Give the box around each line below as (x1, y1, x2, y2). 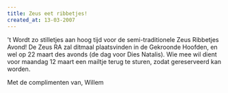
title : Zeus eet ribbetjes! (7, 10, 88, 17)
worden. (7, 65, 31, 73)
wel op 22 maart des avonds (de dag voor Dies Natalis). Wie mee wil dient (7, 50, 217, 59)
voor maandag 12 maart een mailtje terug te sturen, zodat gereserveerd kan (7, 57, 222, 65)
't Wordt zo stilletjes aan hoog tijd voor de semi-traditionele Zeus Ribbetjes (7, 35, 219, 43)
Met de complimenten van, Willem (7, 78, 104, 86)
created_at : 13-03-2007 (7, 17, 76, 23)
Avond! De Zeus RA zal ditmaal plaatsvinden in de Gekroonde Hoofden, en (7, 43, 218, 51)
